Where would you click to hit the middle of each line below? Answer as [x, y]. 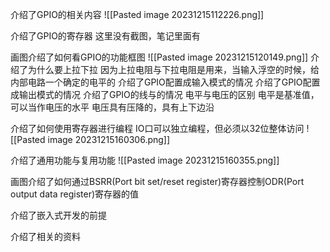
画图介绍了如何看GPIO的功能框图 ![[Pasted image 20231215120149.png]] [159, 57]
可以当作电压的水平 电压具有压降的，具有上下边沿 [112, 107]
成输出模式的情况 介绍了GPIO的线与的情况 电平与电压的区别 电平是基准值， [165, 94]
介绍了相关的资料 [45, 236]
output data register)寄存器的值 [75, 194]
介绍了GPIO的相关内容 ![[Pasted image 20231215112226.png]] [137, 14]
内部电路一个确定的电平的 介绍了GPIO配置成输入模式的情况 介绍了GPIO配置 [165, 82]
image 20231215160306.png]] [109, 139]
